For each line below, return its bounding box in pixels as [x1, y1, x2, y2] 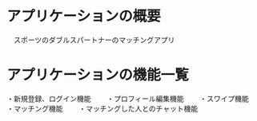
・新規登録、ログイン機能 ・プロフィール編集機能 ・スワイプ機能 [6, 93, 249, 103]
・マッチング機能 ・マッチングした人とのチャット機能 [6, 103, 199, 113]
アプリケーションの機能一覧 [6, 66, 189, 84]
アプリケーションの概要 [6, 7, 161, 25]
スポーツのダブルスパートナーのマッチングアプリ [13, 35, 175, 45]
